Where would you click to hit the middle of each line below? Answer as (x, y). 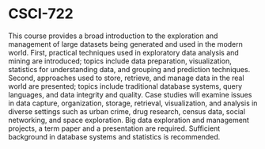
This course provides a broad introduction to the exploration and (113, 36)
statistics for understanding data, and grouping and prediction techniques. (129, 69)
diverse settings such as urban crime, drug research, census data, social (127, 111)
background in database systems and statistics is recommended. (114, 136)
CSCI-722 (41, 14)
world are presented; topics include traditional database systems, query (125, 86)
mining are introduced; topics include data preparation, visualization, (120, 61)
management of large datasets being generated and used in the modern (126, 44)
